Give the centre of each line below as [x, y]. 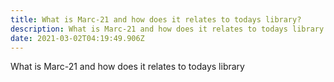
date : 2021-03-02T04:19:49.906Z [77, 38]
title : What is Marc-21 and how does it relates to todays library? [156, 19]
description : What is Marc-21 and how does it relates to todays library [167, 29]
